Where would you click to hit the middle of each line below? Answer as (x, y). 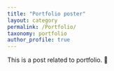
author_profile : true (39, 40)
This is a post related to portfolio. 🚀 (58, 60)
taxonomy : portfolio (37, 33)
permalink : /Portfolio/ (42, 27)
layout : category (33, 20)
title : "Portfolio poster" (47, 14)
